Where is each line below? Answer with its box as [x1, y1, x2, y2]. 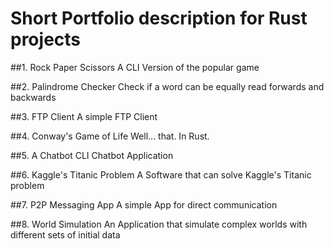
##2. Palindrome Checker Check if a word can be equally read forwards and [10, 80, 325, 92]
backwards [10, 91, 57, 103]
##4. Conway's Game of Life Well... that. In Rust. [10, 130, 210, 142]
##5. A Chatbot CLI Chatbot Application [10, 149, 174, 161]
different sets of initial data [10, 228, 121, 241]
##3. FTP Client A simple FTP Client [10, 110, 158, 122]
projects [10, 28, 82, 51]
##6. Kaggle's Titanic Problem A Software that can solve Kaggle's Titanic [10, 168, 312, 181]
